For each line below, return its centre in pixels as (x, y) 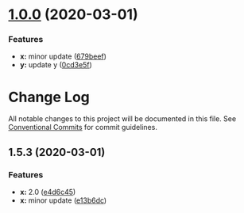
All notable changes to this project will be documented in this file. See (122, 119)
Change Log (49, 97)
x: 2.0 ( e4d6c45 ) (48, 192)
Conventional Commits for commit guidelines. (83, 127)
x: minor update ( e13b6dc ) (63, 200)
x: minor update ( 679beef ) (63, 56)
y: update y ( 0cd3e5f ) (56, 65)
